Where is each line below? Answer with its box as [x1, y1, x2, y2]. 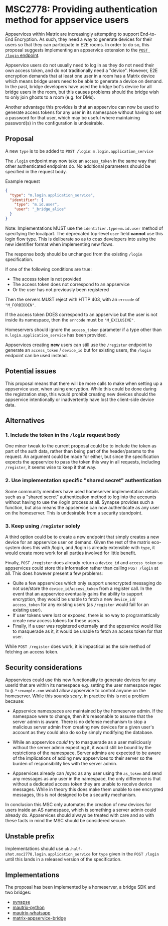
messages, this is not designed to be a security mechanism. [12, 791, 136, 798]
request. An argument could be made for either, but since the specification [5, 453, 159, 459]
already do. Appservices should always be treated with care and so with [5, 812, 154, 818]
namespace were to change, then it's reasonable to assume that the [12, 713, 153, 719]
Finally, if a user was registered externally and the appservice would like [12, 623, 162, 629]
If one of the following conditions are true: [5, 266, 92, 272]
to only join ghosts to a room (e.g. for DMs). [5, 94, 95, 100]
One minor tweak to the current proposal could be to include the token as [5, 443, 157, 449]
